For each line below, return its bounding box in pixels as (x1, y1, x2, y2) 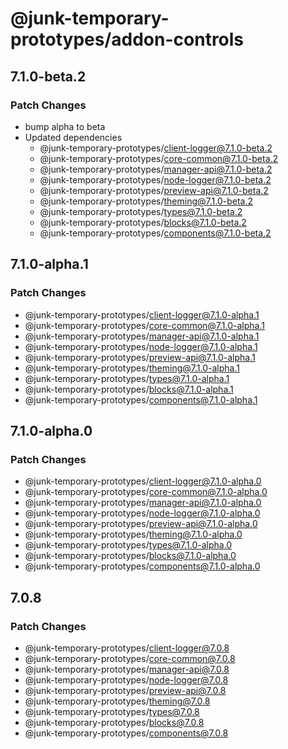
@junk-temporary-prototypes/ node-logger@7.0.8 (24, 673, 229, 686)
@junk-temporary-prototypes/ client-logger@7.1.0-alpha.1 (24, 308, 260, 321)
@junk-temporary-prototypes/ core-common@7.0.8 (24, 652, 236, 664)
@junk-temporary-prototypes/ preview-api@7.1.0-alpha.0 (24, 518, 258, 530)
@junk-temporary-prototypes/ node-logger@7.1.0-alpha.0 (24, 507, 261, 519)
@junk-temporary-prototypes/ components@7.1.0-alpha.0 (24, 560, 261, 572)
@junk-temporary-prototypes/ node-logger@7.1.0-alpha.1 (24, 340, 258, 352)
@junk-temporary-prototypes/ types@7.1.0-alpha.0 (24, 539, 233, 551)
